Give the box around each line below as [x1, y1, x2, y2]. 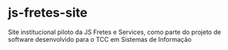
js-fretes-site [8, 5, 88, 21]
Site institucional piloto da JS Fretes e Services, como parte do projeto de [8, 28, 221, 36]
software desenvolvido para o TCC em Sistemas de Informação [8, 35, 192, 43]
